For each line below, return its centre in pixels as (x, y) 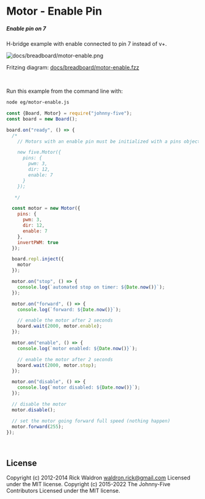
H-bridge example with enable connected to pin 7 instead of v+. (87, 44)
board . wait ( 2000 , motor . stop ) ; (57, 365)
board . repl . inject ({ (38, 259)
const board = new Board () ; (42, 119)
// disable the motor (39, 404)
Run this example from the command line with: (65, 91)
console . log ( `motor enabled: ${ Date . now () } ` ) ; (77, 348)
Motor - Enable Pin (54, 11)
